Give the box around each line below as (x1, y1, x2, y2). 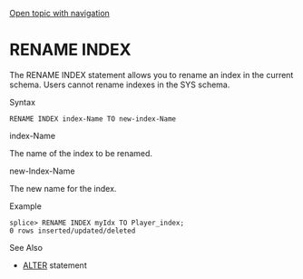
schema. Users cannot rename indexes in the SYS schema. (9, 79, 230, 90)
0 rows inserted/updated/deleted (9, 226, 136, 235)
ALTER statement (22, 259, 88, 271)
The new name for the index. (9, 183, 117, 194)
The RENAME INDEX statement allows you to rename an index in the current (9, 69, 294, 80)
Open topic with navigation (9, 8, 111, 18)
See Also (9, 242, 44, 253)
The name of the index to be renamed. (9, 147, 152, 158)
